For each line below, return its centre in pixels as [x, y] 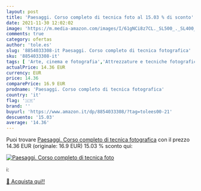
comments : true [25, 34]
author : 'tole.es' [29, 45]
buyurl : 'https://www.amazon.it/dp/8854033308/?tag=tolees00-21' [89, 112]
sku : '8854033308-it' [33, 56]
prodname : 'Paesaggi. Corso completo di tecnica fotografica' [85, 90]
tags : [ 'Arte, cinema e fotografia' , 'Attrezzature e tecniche [87, 61]
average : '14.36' [28, 123]
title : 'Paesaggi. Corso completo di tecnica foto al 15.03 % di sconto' [100, 17]
